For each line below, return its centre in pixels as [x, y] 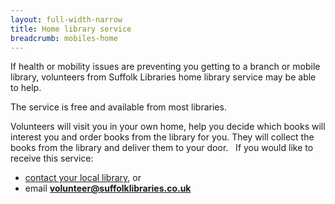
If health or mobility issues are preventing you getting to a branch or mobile [165, 67]
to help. [26, 88]
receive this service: [52, 158]
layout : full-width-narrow [66, 19]
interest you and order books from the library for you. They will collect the [162, 137]
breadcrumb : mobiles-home [64, 38]
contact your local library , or [83, 178]
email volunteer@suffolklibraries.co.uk [108, 188]
